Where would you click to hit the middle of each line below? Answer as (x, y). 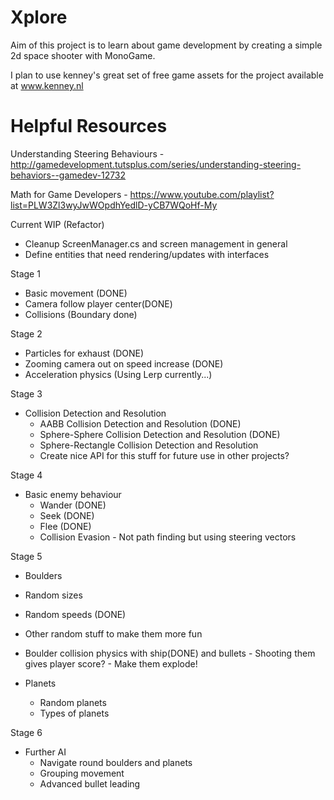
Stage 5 (26, 556)
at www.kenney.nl (47, 85)
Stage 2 (26, 333)
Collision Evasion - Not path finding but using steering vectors (168, 537)
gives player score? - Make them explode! (111, 663)
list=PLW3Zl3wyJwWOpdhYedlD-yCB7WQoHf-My (114, 205)
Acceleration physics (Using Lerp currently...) (118, 374)
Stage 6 (26, 732)
